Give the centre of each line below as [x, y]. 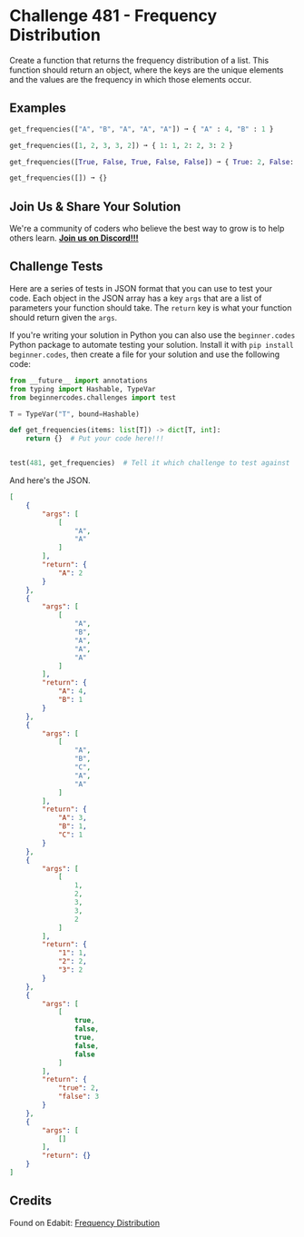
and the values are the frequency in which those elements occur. [131, 79]
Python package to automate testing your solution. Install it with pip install [152, 344]
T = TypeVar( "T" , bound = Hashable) [75, 414]
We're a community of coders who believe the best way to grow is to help [147, 229]
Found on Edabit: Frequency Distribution [85, 1222]
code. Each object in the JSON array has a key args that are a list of [136, 298]
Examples [38, 109]
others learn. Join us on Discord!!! [74, 238]
